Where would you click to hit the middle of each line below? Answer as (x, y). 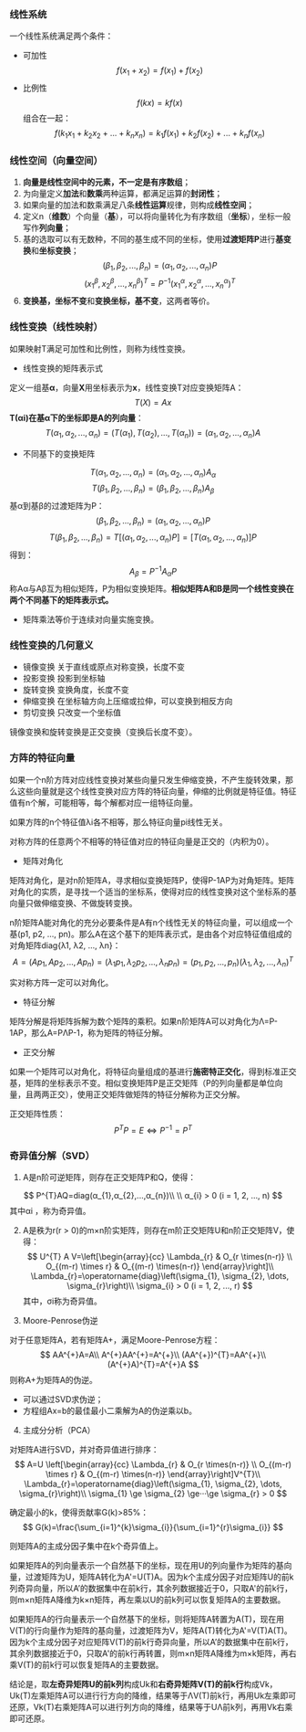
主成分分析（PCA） (59, 1431)
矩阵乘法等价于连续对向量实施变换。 (91, 619)
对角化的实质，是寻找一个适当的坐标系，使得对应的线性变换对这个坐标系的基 (153, 892)
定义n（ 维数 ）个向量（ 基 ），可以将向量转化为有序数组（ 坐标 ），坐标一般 (157, 216)
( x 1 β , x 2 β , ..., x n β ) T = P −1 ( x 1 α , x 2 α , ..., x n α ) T (160, 284)
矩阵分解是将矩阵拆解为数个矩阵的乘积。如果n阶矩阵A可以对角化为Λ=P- (143, 1021)
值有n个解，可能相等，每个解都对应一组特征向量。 (104, 802)
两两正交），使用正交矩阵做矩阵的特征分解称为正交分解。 (139, 1094)
